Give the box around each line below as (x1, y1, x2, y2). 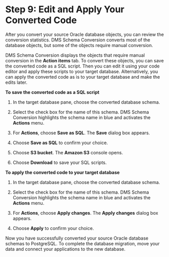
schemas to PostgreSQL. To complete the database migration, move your (5, 240, 160, 246)
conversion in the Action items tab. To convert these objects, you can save (5, 57, 164, 63)
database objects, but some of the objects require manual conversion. (5, 42, 154, 48)
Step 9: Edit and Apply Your (5, 4, 124, 15)
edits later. (5, 79, 28, 85)
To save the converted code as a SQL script (5, 89, 100, 95)
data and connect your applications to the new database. (5, 246, 125, 252)
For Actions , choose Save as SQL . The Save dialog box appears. (12, 129, 150, 136)
